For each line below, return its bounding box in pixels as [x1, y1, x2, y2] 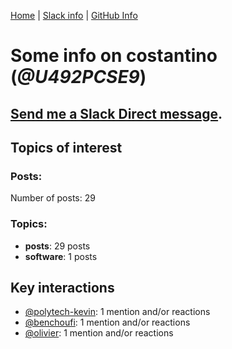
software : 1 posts [24, 250, 98, 262]
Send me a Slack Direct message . [10, 105, 223, 122]
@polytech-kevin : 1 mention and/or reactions [24, 306, 211, 318]
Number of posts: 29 [10, 192, 96, 204]
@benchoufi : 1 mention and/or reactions [24, 316, 191, 329]
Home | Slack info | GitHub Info [10, 10, 138, 21]
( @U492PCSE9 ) [10, 66, 147, 89]
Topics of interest [10, 139, 123, 156]
